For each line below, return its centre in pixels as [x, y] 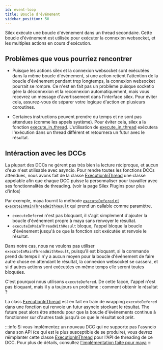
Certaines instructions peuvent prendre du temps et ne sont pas [77, 117]
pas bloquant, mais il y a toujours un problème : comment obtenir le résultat [81, 287]
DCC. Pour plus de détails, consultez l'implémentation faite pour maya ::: [78, 342]
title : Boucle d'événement [33, 14]
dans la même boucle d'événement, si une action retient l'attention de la [85, 76]
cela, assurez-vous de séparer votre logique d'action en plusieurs [79, 102]
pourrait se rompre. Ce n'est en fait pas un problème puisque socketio [83, 86]
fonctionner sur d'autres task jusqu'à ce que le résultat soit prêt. [70, 317]
